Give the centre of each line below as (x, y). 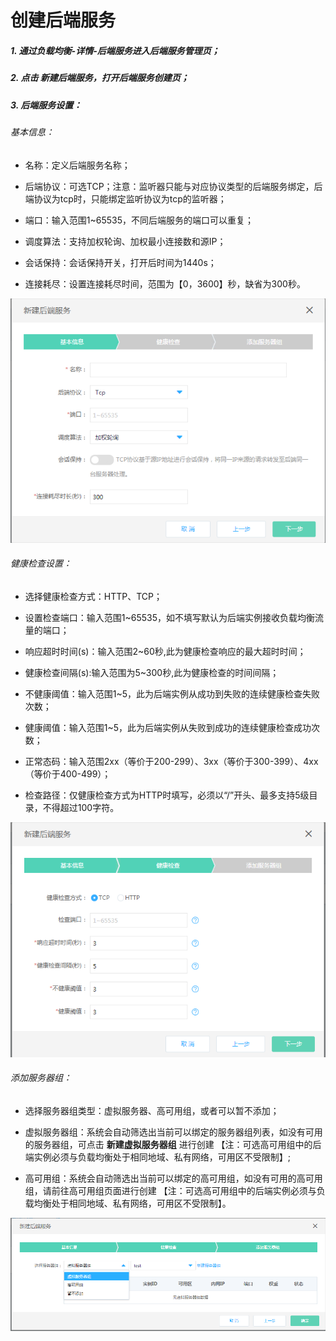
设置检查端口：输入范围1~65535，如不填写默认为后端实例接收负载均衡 (169, 617)
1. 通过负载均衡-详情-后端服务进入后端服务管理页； (115, 50)
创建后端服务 (63, 20)
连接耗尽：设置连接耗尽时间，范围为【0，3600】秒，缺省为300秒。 (165, 283)
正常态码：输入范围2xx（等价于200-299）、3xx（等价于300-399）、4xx (171, 761)
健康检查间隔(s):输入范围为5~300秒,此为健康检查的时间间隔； (152, 672)
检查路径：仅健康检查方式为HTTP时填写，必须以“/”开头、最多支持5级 (167, 795)
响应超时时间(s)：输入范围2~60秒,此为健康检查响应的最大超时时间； (165, 651)
